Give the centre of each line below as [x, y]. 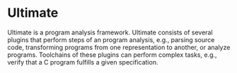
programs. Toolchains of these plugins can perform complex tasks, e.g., [112, 55]
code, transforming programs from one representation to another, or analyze [119, 47]
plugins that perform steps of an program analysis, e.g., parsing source [111, 39]
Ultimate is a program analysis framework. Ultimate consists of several [110, 32]
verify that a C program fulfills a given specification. [83, 62]
